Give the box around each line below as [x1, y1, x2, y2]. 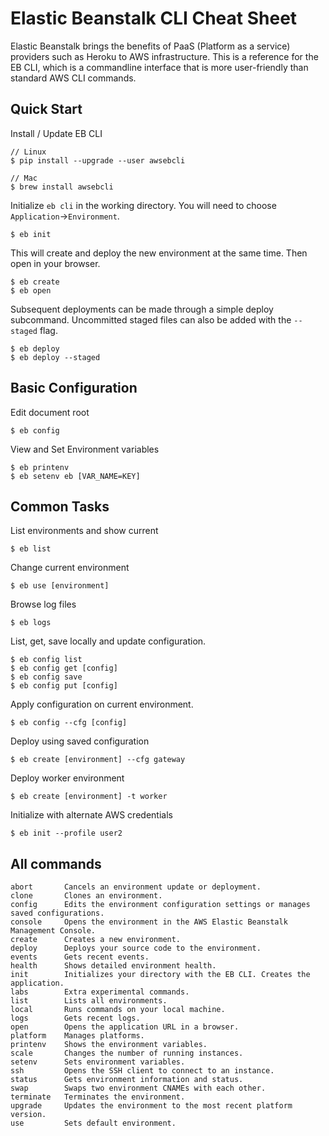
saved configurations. [10, 908, 105, 919]
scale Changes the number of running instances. [10, 1048, 244, 1059]
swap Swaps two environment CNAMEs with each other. [10, 1083, 267, 1094]
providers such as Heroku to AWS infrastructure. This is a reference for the [10, 50, 319, 62]
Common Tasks [10, 498, 110, 515]
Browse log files [10, 598, 77, 611]
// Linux [10, 147, 47, 157]
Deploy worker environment [10, 772, 125, 784]
